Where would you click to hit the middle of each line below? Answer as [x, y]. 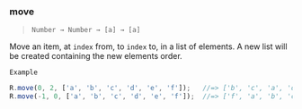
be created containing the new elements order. [96, 56]
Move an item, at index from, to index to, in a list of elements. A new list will [148, 46]
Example [24, 72]
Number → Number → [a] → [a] [86, 30]
